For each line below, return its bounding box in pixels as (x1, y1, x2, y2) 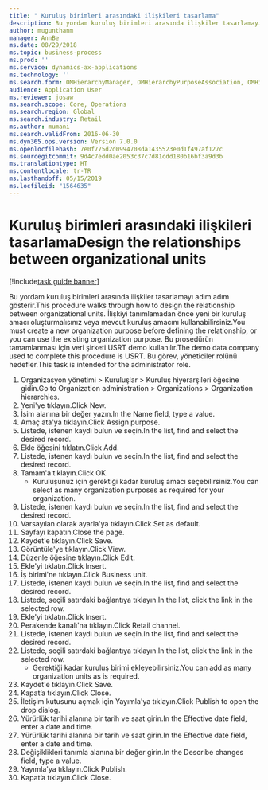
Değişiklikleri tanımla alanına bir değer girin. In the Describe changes (20, 747, 244, 757)
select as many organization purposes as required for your (32, 485, 225, 495)
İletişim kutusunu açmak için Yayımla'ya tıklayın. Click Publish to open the (20, 696, 259, 706)
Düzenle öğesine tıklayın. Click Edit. (20, 553, 136, 562)
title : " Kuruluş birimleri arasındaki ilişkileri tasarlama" (9, 11, 219, 20)
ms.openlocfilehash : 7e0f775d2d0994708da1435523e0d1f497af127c (9, 145, 223, 153)
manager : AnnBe (9, 33, 60, 42)
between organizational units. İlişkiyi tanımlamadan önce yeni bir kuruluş (9, 308, 247, 319)
